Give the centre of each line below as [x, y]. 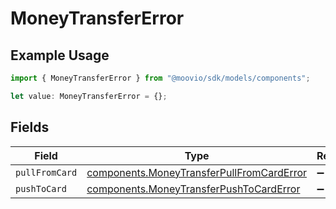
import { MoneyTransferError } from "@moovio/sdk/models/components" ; [160, 78]
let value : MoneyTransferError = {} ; [89, 96]
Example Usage [60, 55]
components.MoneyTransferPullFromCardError [197, 172]
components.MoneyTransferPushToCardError [193, 189]
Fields [30, 127]
